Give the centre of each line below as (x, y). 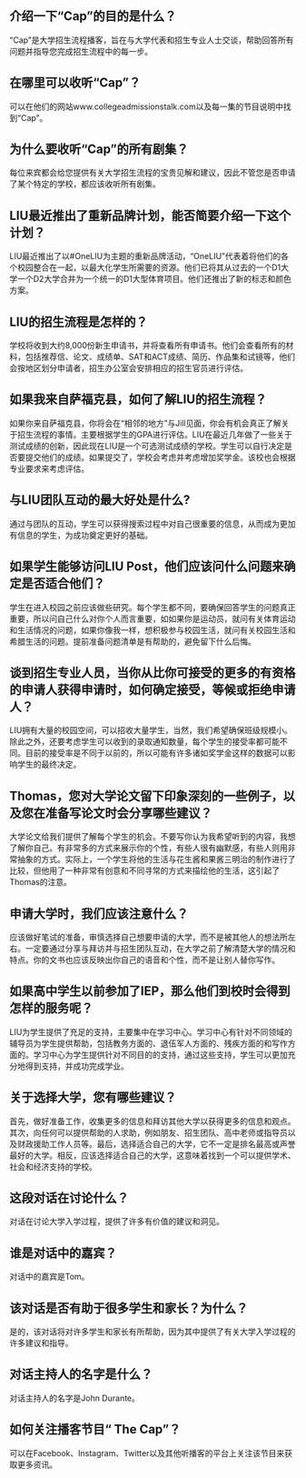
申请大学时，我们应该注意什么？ (99, 914)
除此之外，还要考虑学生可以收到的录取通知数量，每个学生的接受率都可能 (144, 742)
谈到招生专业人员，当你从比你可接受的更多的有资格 (153, 673)
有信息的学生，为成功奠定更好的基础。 (81, 535)
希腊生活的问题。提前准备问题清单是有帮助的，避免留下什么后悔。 (133, 641)
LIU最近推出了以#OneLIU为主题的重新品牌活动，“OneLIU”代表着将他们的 (145, 256)
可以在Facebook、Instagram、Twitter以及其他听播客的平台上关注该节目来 (147, 1453)
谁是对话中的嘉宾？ (63, 1253)
